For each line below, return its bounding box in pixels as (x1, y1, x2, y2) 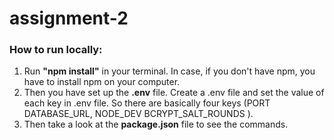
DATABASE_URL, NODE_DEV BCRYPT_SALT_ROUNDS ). (23, 108, 254, 120)
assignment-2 (9, 7, 129, 30)
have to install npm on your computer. (23, 76, 181, 88)
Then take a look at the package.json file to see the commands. (23, 118, 289, 131)
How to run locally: (9, 43, 103, 57)
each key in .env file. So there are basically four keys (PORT (23, 97, 271, 109)
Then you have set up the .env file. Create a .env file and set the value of (23, 87, 325, 99)
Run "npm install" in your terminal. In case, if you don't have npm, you (23, 65, 316, 77)
